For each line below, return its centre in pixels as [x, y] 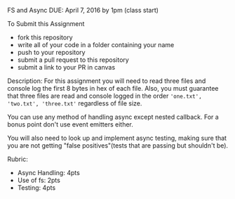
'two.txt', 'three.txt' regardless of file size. [75, 103]
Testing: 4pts [36, 188]
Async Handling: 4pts [49, 173]
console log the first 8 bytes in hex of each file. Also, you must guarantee [113, 88]
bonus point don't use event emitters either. [70, 124]
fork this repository [45, 37]
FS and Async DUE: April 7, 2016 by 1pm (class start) [83, 10]
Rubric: [18, 159]
